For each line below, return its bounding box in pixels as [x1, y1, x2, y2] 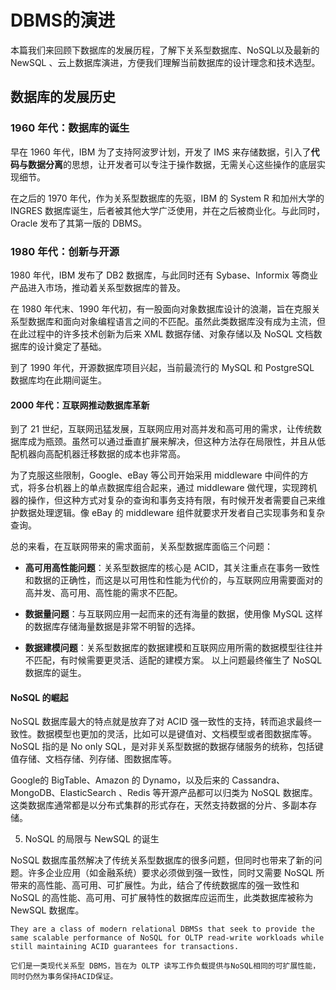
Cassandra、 [231, 774, 285, 786]
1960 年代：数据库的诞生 [10, 121, 130, 135]
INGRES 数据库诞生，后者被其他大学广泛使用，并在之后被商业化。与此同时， [10, 204, 326, 216]
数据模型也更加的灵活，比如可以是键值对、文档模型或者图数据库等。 [36, 728, 317, 740]
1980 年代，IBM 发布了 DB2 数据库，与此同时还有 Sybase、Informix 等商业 [10, 269, 318, 281]
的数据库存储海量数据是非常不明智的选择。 [24, 621, 201, 633]
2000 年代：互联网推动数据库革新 [10, 399, 150, 411]
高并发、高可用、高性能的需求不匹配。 [24, 587, 183, 599]
